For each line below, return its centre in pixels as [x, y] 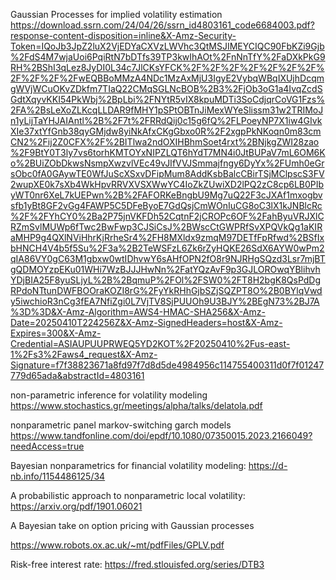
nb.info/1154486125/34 [58, 476]
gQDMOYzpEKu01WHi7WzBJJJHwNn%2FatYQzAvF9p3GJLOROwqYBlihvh [165, 269]
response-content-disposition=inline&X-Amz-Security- [123, 35]
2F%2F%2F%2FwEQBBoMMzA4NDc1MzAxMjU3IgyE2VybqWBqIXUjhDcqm [167, 78]
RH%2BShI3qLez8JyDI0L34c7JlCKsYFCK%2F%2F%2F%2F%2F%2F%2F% [167, 67]
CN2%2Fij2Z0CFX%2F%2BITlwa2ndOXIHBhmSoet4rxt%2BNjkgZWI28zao [165, 142]
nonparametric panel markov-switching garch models [121, 425]
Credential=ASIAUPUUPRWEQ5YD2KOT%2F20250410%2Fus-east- [150, 343]
